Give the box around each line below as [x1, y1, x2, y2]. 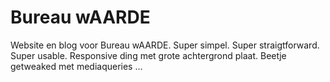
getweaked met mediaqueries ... [10, 60, 143, 72]
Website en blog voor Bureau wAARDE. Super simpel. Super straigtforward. [10, 39, 320, 51]
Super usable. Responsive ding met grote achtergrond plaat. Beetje [10, 49, 287, 61]
